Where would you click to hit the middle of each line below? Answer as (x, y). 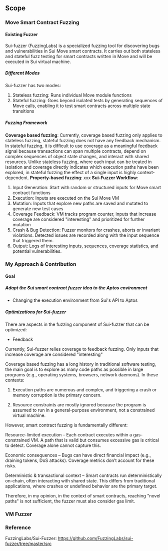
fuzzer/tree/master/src (28, 544)
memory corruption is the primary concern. (57, 395)
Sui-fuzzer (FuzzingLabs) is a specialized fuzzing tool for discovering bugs (82, 46)
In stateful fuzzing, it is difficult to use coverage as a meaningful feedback (81, 146)
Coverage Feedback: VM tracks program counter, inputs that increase (84, 214)
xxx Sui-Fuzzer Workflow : (111, 178)
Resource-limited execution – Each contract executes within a (69, 434)
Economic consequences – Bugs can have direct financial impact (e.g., (78, 455)
